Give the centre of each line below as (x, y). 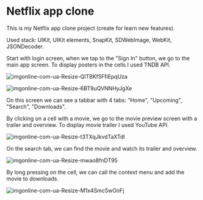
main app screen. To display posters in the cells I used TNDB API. (88, 65)
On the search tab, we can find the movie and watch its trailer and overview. (102, 148)
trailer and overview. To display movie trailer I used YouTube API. (87, 125)
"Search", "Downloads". (36, 106)
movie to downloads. (33, 179)
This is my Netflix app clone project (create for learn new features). (91, 28)
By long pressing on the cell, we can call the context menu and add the (95, 172)
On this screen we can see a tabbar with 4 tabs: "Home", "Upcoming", (94, 100)
